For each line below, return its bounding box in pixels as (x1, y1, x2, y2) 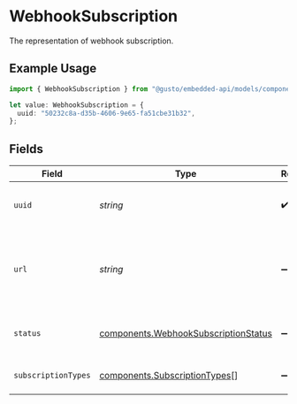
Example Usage (9, 61, 97, 76)
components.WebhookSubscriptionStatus (99, 327, 272, 339)
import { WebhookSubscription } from (9, 84, 148, 94)
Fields (9, 141, 44, 156)
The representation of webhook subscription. (9, 35, 174, 46)
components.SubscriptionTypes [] (99, 370, 239, 382)
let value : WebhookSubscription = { (9, 100, 144, 110)
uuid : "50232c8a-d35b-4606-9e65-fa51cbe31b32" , (17, 109, 196, 118)
